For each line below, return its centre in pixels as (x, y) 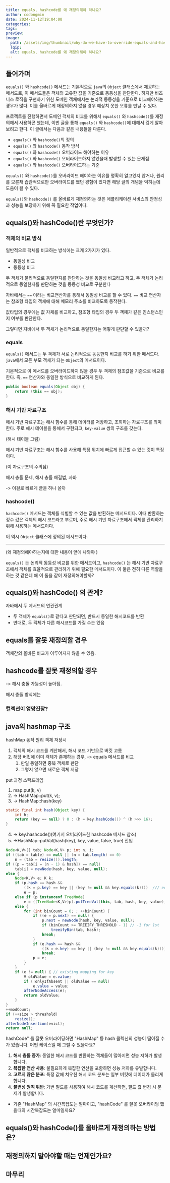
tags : (11, 29)
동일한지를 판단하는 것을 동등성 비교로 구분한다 (65, 284)
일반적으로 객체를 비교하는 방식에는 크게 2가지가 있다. (58, 250)
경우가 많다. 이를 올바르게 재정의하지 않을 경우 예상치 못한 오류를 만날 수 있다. (82, 106)
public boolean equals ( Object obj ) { (45, 387)
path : (16, 43)
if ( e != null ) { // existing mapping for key (65, 972)
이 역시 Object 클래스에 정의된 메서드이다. (47, 536)
